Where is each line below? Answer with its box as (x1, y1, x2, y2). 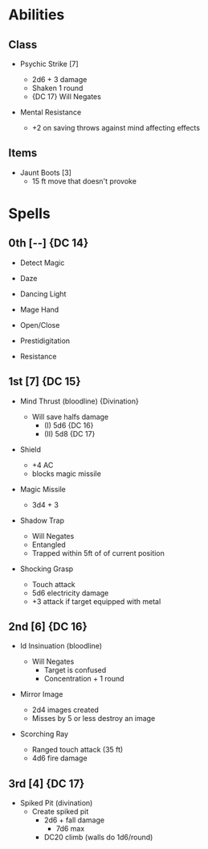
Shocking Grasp (19, 564, 74, 574)
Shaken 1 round (31, 83, 84, 93)
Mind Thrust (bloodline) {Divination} (19, 396, 139, 406)
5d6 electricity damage (31, 588, 109, 598)
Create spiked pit (31, 807, 89, 817)
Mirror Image (19, 690, 63, 699)
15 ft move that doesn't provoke (31, 176, 137, 186)
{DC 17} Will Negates (31, 92, 102, 101)
